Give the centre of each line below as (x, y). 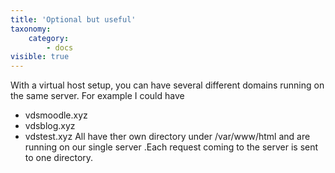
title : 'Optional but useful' (73, 19)
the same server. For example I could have (97, 96)
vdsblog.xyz (50, 126)
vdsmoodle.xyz (56, 115)
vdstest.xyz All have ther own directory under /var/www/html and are (167, 137)
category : (49, 38)
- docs (60, 47)
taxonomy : (31, 29)
